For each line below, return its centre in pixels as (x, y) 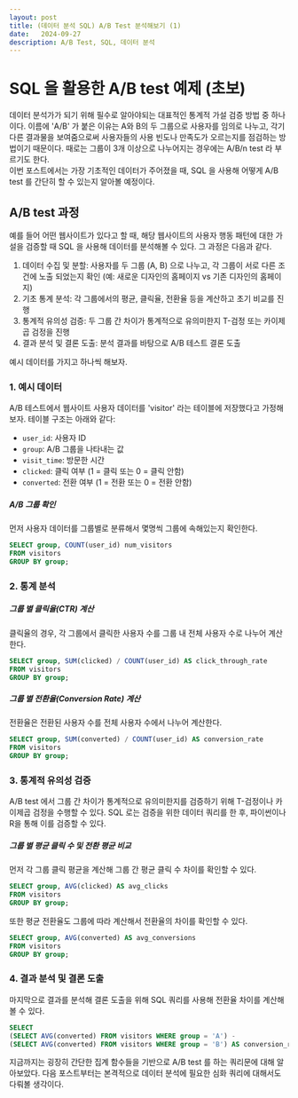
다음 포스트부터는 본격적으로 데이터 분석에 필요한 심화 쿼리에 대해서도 (162, 1073)
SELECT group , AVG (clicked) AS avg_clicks (89, 887)
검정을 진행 (51, 332)
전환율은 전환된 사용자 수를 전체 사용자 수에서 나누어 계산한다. (116, 723)
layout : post (33, 17)
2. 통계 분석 (32, 586)
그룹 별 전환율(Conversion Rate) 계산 (75, 699)
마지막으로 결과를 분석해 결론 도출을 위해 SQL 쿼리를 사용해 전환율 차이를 (135, 999)
